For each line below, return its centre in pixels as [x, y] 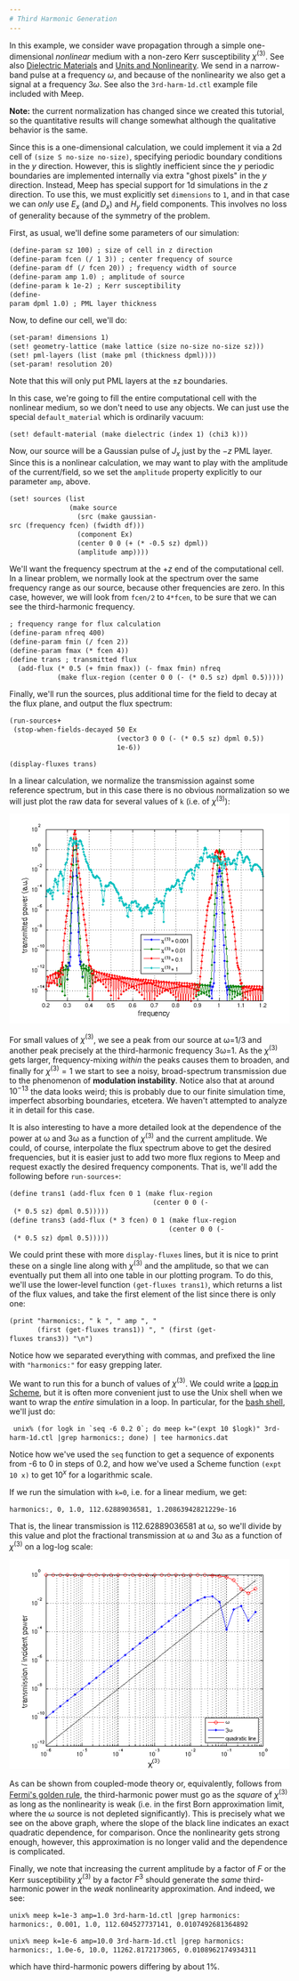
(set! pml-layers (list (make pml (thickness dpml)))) [113, 356]
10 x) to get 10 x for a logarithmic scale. [81, 1474]
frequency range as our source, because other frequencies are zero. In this [147, 587]
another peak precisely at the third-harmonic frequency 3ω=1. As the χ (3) [144, 1050]
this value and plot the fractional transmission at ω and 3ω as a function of [146, 1536]
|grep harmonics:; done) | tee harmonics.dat [142, 1438]
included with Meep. [47, 94]
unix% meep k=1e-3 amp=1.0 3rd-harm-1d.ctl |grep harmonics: [125, 1916]
